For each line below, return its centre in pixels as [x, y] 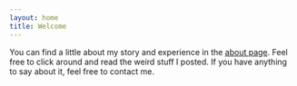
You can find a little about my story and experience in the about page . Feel [148, 52]
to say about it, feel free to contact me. [82, 71]
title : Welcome [38, 26]
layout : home [34, 18]
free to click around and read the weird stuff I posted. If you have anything [148, 62]
